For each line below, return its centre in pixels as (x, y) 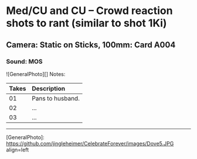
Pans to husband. (56, 98)
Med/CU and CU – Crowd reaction (89, 11)
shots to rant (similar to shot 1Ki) (86, 23)
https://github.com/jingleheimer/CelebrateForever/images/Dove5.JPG (90, 143)
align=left (18, 150)
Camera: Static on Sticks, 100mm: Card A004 (91, 45)
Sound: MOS (24, 61)
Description (49, 88)
